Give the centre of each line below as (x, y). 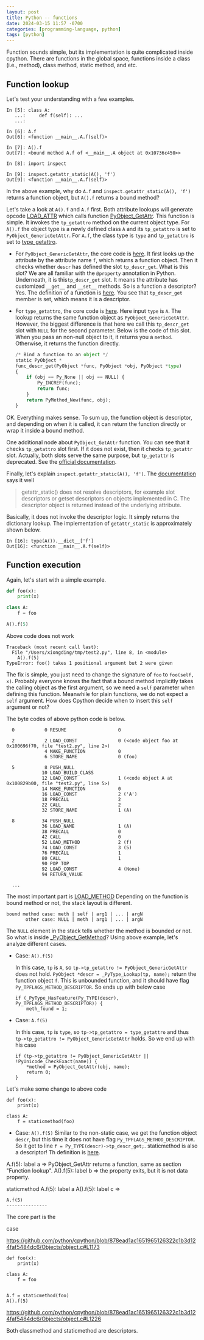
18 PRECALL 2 (81, 799)
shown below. (24, 530)
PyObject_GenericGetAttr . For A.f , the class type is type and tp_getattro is (100, 235)
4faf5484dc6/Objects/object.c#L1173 (53, 1247)
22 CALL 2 (81, 805)
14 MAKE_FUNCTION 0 (81, 789)
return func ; (54, 389)
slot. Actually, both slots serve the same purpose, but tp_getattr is (90, 455)
